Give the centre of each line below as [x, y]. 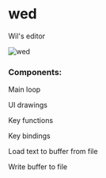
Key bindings [29, 136]
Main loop [25, 89]
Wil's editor [27, 36]
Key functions [31, 121]
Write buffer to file [38, 167]
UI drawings [28, 105]
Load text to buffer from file [53, 152]
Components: [35, 72]
